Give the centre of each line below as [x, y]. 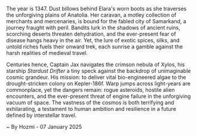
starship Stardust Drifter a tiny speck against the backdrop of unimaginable [98, 71]
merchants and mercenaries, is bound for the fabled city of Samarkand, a [96, 21]
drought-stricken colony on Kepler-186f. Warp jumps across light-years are [98, 84]
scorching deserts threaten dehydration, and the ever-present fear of [91, 34]
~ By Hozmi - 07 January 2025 [44, 127]
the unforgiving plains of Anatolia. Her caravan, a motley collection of [91, 15]
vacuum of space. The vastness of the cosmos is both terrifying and [90, 103]
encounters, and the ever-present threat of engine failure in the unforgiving [98, 96]
